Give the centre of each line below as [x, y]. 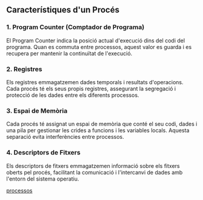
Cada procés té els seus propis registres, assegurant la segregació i [91, 88]
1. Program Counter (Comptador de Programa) [75, 27]
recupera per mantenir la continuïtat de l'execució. [69, 53]
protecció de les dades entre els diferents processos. [73, 95]
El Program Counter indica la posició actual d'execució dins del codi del [96, 40]
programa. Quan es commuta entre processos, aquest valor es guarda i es [99, 47]
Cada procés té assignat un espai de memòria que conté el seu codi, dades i [102, 124]
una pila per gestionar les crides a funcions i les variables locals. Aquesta [98, 130]
